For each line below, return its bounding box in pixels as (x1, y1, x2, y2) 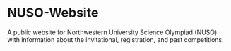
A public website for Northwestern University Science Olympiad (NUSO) (7, 28, 218, 36)
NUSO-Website (7, 5, 99, 21)
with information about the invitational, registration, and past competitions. (7, 35, 224, 43)
